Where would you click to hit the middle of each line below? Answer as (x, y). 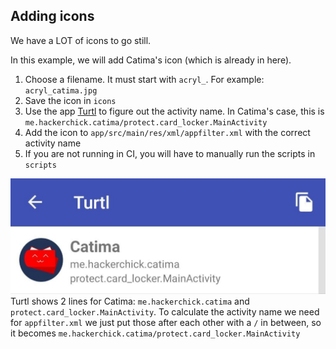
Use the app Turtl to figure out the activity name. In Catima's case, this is (174, 111)
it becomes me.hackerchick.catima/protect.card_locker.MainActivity (155, 333)
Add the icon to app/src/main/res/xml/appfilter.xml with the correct (167, 132)
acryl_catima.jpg (61, 90)
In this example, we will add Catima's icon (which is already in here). (151, 60)
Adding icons (52, 16)
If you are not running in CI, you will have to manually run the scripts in (170, 153)
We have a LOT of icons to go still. (81, 40)
